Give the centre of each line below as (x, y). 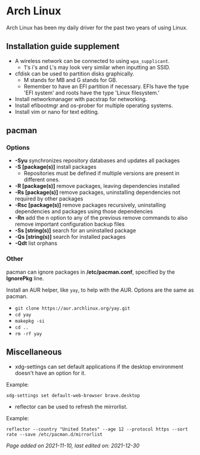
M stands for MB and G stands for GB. (70, 80)
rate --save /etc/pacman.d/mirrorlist (54, 434)
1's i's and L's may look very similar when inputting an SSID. (97, 67)
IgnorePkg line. (25, 278)
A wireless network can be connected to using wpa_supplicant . (92, 60)
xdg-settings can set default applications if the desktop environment (99, 366)
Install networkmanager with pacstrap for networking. (81, 99)
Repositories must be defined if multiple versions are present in (102, 173)
